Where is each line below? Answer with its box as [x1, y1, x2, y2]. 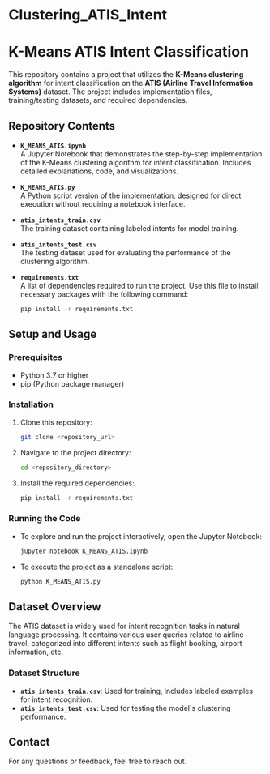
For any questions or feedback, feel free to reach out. [8, 756, 187, 767]
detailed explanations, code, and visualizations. [19, 166, 178, 176]
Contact [8, 735, 50, 749]
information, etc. [8, 647, 63, 657]
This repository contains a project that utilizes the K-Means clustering [8, 70, 244, 79]
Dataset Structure [8, 667, 81, 678]
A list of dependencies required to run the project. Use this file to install [19, 280, 259, 290]
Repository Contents [8, 119, 116, 133]
